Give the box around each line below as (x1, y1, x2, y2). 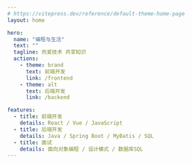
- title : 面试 (13, 139, 52, 146)
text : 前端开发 (25, 68, 66, 75)
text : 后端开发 (25, 88, 66, 95)
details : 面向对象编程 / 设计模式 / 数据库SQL (19, 146, 144, 153)
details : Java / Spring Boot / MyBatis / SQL (19, 132, 154, 139)
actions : (13, 55, 39, 63)
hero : (7, 29, 23, 36)
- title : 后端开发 (13, 126, 63, 133)
